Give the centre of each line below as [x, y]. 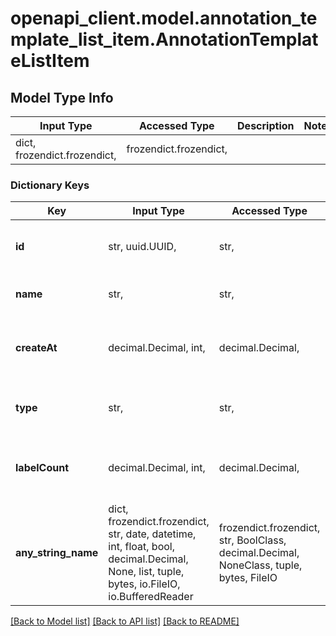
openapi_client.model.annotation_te [164, 18]
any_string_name [57, 553]
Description [266, 125]
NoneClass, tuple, [260, 565]
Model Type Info [62, 97]
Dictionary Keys [50, 185]
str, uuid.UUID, [142, 247]
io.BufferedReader [151, 597]
